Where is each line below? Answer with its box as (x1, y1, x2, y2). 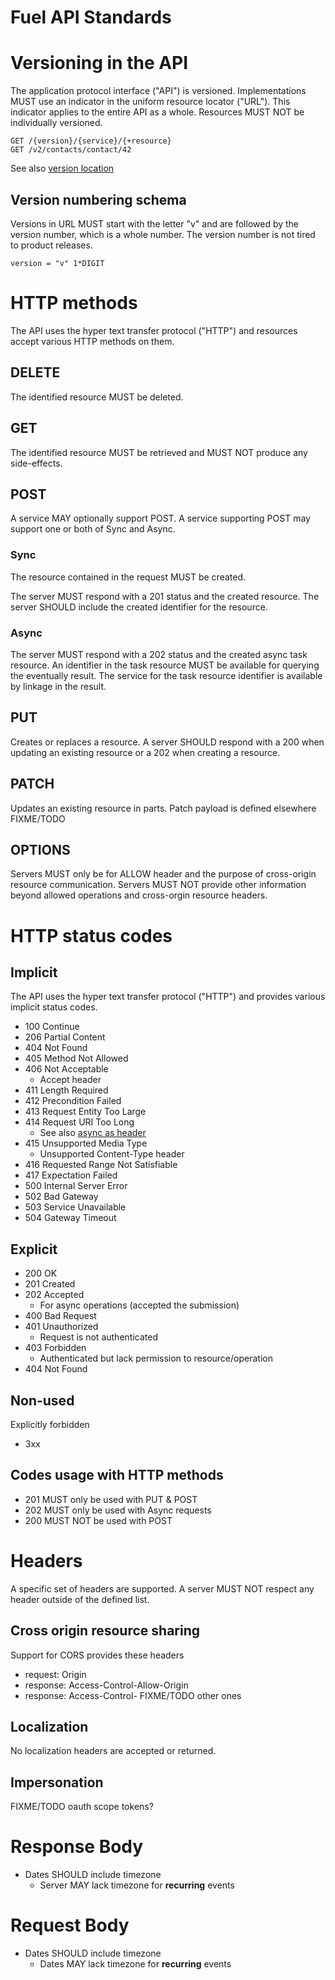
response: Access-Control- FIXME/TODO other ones (24, 1689, 242, 1701)
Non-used (10, 1392, 75, 1409)
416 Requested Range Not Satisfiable (24, 1159, 178, 1171)
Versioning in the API (10, 52, 189, 75)
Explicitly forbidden (10, 1418, 90, 1430)
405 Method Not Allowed (24, 1052, 129, 1065)
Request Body (10, 1914, 130, 1937)
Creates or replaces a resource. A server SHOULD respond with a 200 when (10, 736, 325, 748)
